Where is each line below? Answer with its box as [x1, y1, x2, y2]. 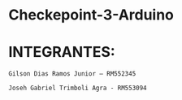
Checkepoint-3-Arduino [8, 6, 175, 24]
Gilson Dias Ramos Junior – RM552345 [8, 70, 136, 78]
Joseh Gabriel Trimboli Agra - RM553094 [8, 84, 148, 93]
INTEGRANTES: [8, 43, 115, 62]
